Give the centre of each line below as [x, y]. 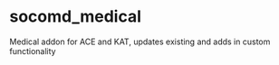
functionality [33, 51]
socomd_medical [76, 17]
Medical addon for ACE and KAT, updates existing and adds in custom [140, 42]
